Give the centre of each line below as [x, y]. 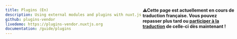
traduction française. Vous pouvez [180, 15]
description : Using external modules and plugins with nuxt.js [73, 15]
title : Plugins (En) [27, 10]
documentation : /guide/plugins [38, 29]
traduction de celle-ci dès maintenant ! [184, 26]
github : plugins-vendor [30, 19]
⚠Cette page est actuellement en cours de [188, 10]
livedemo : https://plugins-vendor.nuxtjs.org [54, 24]
